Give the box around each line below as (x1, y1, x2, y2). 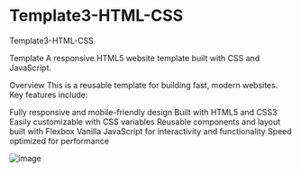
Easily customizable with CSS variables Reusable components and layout (9, 116, 281, 127)
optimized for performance (9, 135, 110, 146)
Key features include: (9, 89, 88, 100)
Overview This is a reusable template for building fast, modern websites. (9, 79, 278, 90)
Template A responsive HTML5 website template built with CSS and (9, 52, 260, 63)
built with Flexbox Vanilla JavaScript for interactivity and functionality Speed (9, 125, 293, 136)
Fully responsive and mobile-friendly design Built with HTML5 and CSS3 (9, 106, 278, 117)
